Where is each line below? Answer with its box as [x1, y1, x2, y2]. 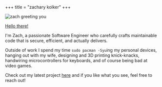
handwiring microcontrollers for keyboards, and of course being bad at [5, 58, 148, 63]
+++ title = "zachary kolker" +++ [5, 4, 71, 10]
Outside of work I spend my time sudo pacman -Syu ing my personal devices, [5, 47, 157, 53]
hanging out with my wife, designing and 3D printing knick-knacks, [5, 52, 140, 58]
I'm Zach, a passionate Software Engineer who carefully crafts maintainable [5, 33, 157, 38]
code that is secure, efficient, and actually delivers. [5, 38, 108, 43]
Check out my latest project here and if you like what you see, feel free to [5, 72, 153, 78]
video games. [5, 63, 33, 68]
